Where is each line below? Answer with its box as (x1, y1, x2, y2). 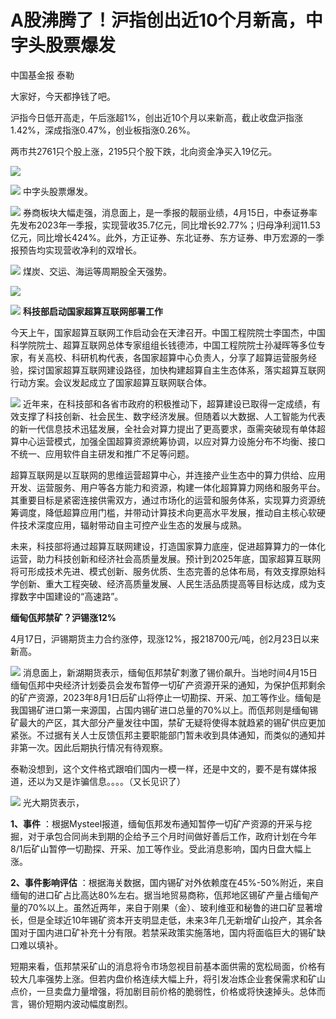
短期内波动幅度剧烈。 (44, 997, 133, 1010)
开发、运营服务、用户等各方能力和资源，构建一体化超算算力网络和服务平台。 (10, 481, 326, 493)
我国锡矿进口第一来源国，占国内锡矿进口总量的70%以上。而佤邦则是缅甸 (10, 704, 310, 716)
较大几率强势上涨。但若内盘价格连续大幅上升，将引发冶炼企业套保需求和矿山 (10, 972, 326, 985)
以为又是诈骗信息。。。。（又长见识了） (36, 775, 186, 787)
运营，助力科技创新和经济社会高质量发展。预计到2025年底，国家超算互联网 (10, 552, 322, 565)
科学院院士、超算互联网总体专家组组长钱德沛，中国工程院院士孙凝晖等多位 (10, 339, 317, 351)
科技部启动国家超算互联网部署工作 (22, 305, 163, 317)
